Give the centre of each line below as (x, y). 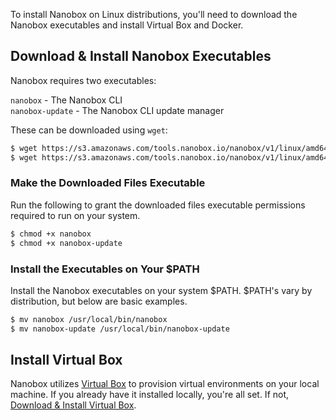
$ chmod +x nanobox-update (66, 243)
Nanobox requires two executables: (83, 80)
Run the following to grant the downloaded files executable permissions (158, 205)
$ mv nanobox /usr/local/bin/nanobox (89, 319)
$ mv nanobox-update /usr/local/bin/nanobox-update (120, 329)
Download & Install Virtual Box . (73, 405)
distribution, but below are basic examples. (99, 301)
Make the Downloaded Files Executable (108, 183)
